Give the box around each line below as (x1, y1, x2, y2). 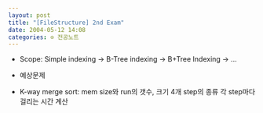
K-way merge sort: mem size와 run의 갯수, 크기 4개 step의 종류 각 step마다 (19, 87, 256, 97)
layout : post (8, 11, 51, 19)
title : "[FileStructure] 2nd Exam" (8, 19, 125, 26)
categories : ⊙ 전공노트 (8, 33, 79, 41)
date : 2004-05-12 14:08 (8, 26, 86, 34)
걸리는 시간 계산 (19, 97, 68, 106)
